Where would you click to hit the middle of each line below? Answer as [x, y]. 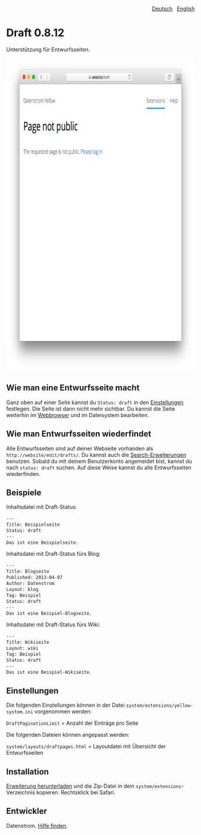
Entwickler [27, 811]
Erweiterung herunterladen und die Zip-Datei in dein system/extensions [94, 786]
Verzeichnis [21, 792]
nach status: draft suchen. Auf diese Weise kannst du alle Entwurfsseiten [99, 468]
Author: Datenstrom [31, 584]
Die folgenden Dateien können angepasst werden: [68, 735]
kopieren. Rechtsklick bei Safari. [76, 792]
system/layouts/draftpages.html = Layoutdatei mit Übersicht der [86, 746]
